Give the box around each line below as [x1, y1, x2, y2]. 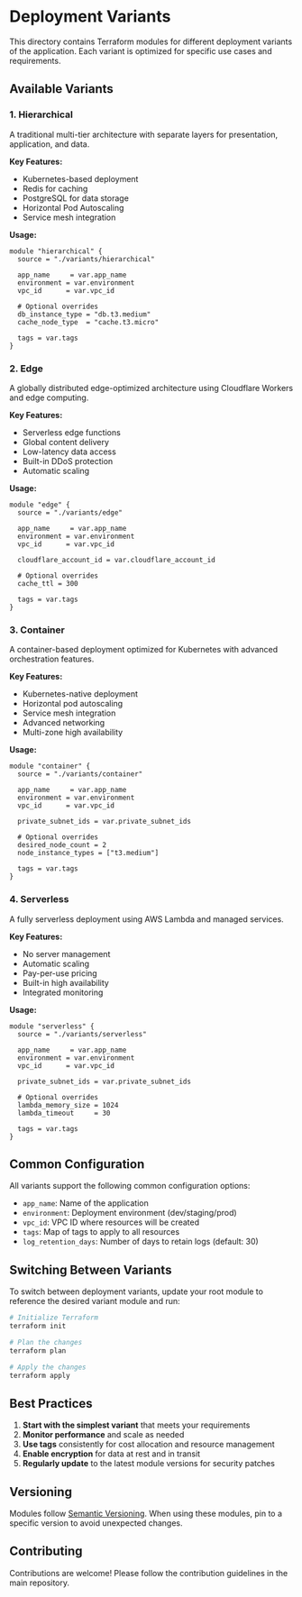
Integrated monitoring [22, 987, 104, 998]
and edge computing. [9, 392, 89, 403]
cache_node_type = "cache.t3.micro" [17, 317, 160, 326]
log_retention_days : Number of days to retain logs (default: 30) [22, 1237, 259, 1247]
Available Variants [9, 81, 114, 96]
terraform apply [9, 1371, 70, 1380]
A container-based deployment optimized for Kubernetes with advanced [9, 644, 279, 655]
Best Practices [9, 1395, 93, 1411]
